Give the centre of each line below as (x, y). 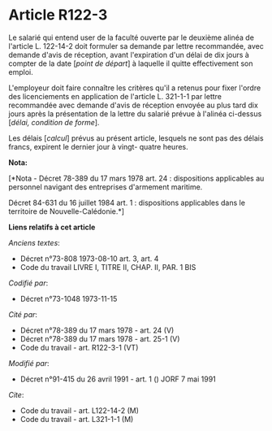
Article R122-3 (58, 15)
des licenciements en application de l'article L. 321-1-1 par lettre (115, 96)
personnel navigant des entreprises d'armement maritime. (106, 187)
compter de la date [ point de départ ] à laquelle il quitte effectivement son (131, 63)
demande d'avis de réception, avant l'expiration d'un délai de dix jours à (129, 54)
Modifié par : (29, 363)
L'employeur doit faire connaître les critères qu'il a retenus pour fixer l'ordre (135, 88)
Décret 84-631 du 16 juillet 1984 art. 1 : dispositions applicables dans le (127, 202)
